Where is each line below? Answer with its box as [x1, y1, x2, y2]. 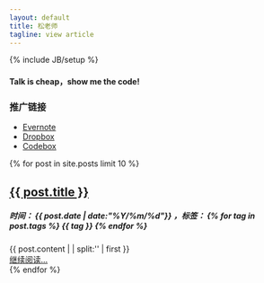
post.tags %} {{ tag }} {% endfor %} [9, 221, 148, 232]
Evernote [22, 122, 57, 133]
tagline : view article [9, 30, 94, 39]
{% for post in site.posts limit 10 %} [9, 158, 140, 169]
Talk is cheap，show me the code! [9, 75, 140, 86]
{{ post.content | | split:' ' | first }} [9, 243, 130, 254]
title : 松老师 [9, 22, 58, 31]
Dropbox [22, 131, 56, 142]
